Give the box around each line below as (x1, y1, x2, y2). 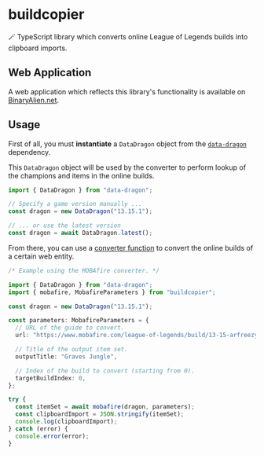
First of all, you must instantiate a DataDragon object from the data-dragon (8, 139, 247, 149)
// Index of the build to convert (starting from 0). (15, 367, 195, 375)
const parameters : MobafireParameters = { (8, 317, 149, 325)
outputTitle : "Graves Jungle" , (15, 352, 118, 361)
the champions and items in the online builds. (8, 171, 155, 180)
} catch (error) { (8, 424, 68, 433)
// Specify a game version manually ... (8, 200, 143, 208)
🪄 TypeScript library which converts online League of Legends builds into (8, 31, 248, 41)
